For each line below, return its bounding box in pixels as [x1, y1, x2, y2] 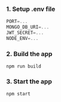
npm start [6, 91, 31, 97]
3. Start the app [6, 77, 53, 86]
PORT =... [6, 19, 28, 25]
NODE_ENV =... [6, 35, 39, 41]
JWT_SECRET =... [6, 30, 44, 36]
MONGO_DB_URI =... [6, 24, 50, 30]
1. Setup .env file [6, 5, 56, 13]
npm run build [6, 63, 42, 69]
